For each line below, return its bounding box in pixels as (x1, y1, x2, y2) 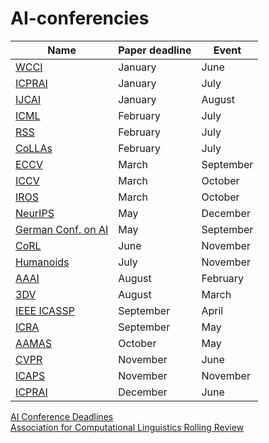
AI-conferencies (10, 7, 150, 30)
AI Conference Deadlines (10, 410, 114, 422)
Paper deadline (118, 43, 192, 57)
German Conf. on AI (15, 222, 109, 236)
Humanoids (15, 255, 70, 269)
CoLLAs (15, 141, 53, 155)
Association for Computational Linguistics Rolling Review (10, 421, 245, 433)
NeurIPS (15, 206, 55, 220)
